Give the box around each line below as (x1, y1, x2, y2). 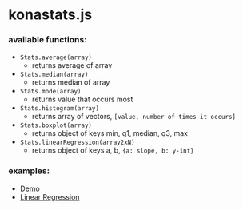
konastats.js (8, 6, 93, 24)
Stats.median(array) (19, 70, 89, 79)
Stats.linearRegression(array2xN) (19, 138, 135, 147)
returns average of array (31, 61, 113, 70)
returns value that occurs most (31, 94, 133, 105)
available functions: (8, 34, 87, 46)
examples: (8, 165, 50, 176)
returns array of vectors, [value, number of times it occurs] (31, 112, 236, 121)
